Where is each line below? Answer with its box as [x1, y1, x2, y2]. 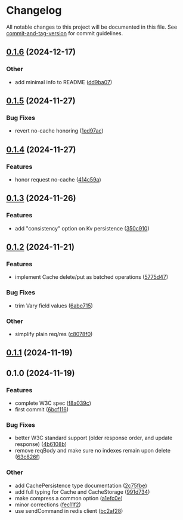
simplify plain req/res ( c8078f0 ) [14, 330, 93, 337]
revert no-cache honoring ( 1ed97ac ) [14, 127, 104, 134]
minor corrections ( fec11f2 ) [14, 501, 82, 508]
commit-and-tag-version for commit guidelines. [6, 29, 123, 36]
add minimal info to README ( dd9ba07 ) [14, 78, 113, 85]
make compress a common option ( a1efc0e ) [14, 494, 123, 501]
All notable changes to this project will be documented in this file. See [6, 23, 178, 30]
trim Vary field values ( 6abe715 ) [14, 302, 94, 309]
